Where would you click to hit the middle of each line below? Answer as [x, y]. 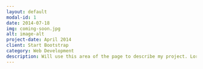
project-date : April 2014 [39, 40]
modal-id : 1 [21, 17]
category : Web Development [40, 51]
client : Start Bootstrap [37, 46]
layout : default [27, 12]
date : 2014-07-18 [28, 23]
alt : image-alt [25, 34]
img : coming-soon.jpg [34, 28]
